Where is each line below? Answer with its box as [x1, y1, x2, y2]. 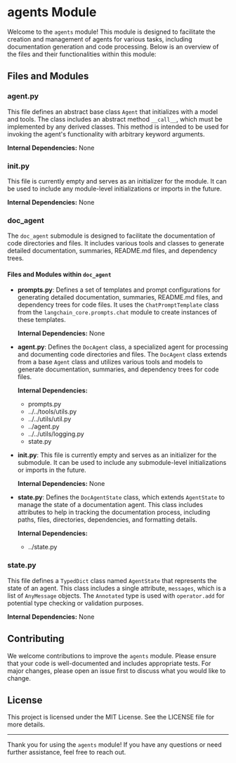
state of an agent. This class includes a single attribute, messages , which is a [7, 584, 227, 592]
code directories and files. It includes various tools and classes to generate [7, 239, 225, 248]
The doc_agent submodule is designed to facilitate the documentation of [7, 231, 216, 240]
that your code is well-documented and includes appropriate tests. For [7, 659, 211, 667]
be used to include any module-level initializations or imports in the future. [7, 184, 223, 193]
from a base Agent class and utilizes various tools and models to [17, 358, 203, 366]
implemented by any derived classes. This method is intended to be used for [7, 122, 229, 131]
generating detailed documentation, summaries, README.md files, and [17, 293, 223, 302]
